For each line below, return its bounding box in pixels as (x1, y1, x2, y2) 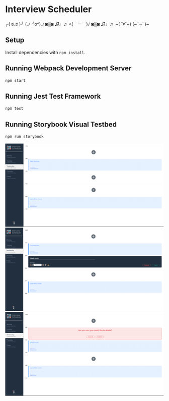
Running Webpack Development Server (5, 64, 132, 73)
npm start (5, 78, 26, 83)
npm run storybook (5, 134, 44, 139)
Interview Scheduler (5, 4, 92, 15)
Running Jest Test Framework (5, 92, 101, 101)
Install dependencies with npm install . (5, 49, 86, 55)
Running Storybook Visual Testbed (5, 120, 117, 128)
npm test (5, 106, 24, 111)
